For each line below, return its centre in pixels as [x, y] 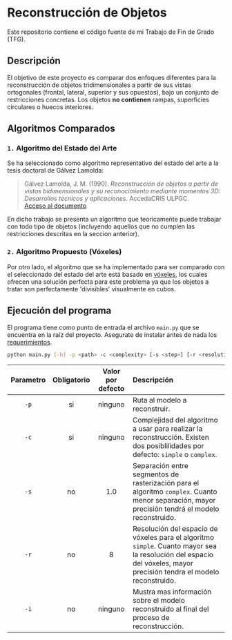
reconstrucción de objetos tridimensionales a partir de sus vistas [99, 85]
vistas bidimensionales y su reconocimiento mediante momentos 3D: [122, 191]
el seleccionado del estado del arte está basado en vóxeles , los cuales [107, 274]
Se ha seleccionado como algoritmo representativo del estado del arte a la [113, 163]
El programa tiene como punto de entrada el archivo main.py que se [103, 327]
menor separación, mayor [174, 501]
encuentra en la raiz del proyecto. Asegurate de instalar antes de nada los [112, 334]
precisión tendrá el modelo [176, 509]
